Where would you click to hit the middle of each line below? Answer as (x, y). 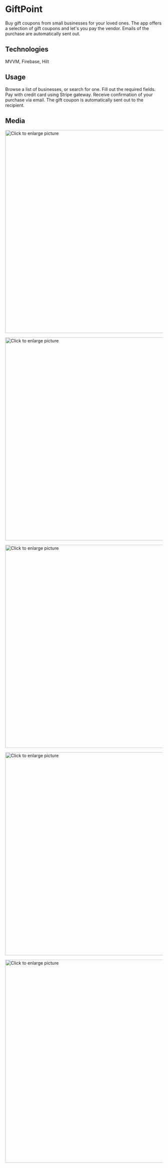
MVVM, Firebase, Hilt (27, 61)
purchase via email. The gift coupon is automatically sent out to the (74, 100)
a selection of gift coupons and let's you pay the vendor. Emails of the (77, 28)
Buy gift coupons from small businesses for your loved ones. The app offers (83, 23)
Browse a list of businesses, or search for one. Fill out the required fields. (80, 89)
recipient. (15, 105)
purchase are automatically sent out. (43, 33)
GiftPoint (24, 9)
